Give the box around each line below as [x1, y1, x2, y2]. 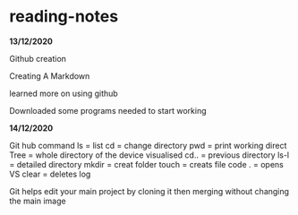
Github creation [9, 53, 67, 64]
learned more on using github [9, 88, 118, 99]
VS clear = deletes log [9, 168, 91, 179]
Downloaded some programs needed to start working [9, 105, 208, 116]
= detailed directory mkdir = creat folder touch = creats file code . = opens [9, 159, 284, 169]
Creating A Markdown [9, 70, 90, 82]
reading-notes [9, 6, 119, 27]
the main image [9, 195, 66, 206]
